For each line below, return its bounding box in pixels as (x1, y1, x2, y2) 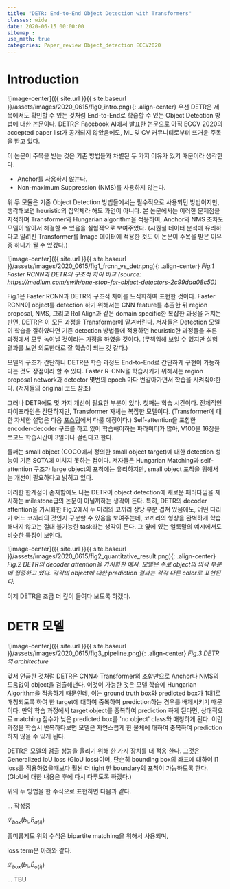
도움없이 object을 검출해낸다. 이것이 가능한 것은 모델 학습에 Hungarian (7, 680, 197, 688)
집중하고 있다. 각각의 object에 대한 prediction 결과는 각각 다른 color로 (14, 569, 203, 577)
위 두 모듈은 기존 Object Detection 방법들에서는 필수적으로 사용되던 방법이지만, (7, 197, 220, 206)
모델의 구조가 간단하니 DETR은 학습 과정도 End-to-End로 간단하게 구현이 (7, 358, 203, 366)
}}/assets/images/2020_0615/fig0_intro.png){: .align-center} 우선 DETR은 (7, 102, 213, 111)
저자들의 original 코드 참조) (18, 384, 91, 392)
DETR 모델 (7, 619, 65, 635)
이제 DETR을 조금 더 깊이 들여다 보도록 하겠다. (7, 592, 131, 600)
